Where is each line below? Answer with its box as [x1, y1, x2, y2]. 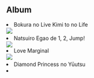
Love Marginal [14, 47, 49, 54]
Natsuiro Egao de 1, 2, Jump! [14, 34, 86, 42]
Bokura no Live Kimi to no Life [14, 21, 89, 28]
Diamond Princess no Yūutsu [14, 60, 86, 68]
